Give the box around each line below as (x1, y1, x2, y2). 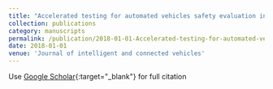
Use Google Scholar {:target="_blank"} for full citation (8, 72, 187, 81)
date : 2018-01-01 (8, 42, 67, 50)
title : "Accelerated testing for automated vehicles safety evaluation (8, 11, 256, 20)
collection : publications (8, 19, 96, 28)
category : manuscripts (8, 27, 85, 35)
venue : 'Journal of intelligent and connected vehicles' (8, 49, 206, 57)
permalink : (8, 34, 45, 43)
